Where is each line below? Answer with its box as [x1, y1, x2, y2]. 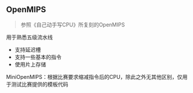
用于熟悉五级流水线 [6, 34, 53, 41]
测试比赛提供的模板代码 [11, 81, 68, 88]
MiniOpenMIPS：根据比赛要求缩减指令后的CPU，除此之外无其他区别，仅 [6, 73, 183, 80]
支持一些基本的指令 [14, 53, 62, 61]
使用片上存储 [14, 61, 46, 68]
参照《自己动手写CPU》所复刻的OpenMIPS [20, 21, 125, 28]
